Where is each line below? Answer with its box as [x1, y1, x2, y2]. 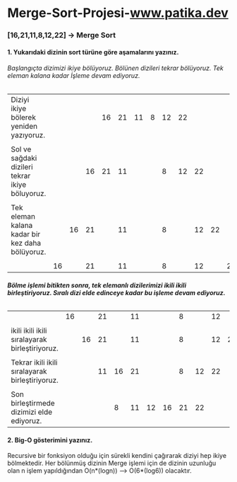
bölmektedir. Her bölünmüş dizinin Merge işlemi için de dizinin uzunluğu [7, 459, 217, 468]
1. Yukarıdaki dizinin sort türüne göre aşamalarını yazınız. [7, 47, 179, 56]
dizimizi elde [11, 407, 53, 417]
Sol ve [11, 144, 32, 154]
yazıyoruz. [11, 130, 46, 139]
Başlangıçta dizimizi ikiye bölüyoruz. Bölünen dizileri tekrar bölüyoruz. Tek [7, 64, 224, 72]
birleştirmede [11, 398, 55, 408]
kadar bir [11, 229, 41, 239]
